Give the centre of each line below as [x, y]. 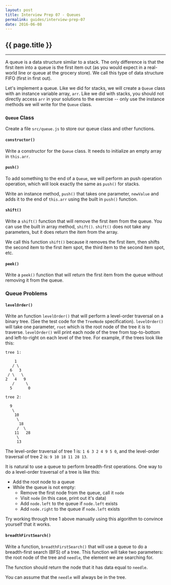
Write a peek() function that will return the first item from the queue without [84, 275]
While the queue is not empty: [44, 487]
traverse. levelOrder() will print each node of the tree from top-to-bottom [83, 332]
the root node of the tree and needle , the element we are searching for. [79, 557]
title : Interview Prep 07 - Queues [43, 15]
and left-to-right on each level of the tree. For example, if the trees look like [84, 338]
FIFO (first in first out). [28, 78]
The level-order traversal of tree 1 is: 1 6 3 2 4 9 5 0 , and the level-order [82, 451]
